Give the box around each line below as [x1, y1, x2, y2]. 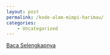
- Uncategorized [17, 25, 59, 32]
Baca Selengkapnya [6, 42, 56, 49]
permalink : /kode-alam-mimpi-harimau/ [6, 14, 104, 20]
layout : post [6, 8, 39, 15]
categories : [6, 20, 36, 26]
